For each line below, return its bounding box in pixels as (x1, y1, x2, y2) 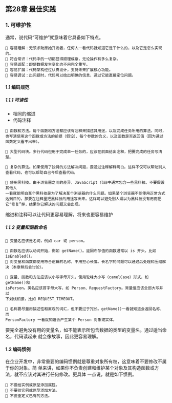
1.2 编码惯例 (5, 346, 31, 352)
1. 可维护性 (5, 22, 32, 29)
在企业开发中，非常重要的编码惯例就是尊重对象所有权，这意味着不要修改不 (5, 358, 162, 364)
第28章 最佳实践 (5, 5, 56, 14)
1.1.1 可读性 (5, 97, 28, 103)
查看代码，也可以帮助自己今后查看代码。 (5, 170, 78, 176)
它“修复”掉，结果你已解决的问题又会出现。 (5, 202, 83, 207)
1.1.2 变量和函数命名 (5, 224, 48, 230)
